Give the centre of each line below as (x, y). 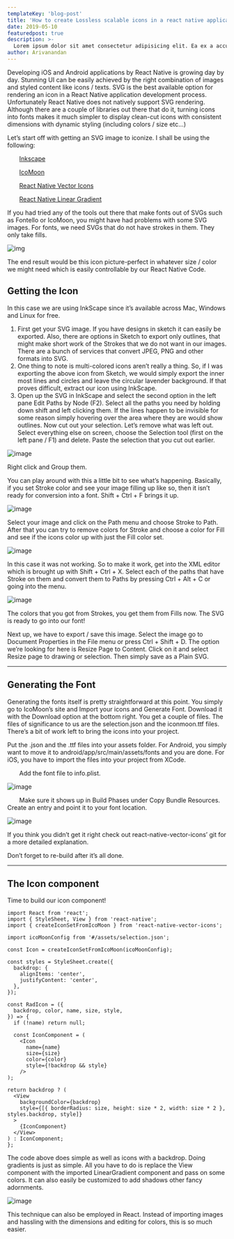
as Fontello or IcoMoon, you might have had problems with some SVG (107, 220)
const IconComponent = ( (49, 1036)
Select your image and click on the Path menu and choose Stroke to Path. (113, 522)
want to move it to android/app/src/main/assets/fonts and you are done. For (116, 752)
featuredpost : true (36, 33)
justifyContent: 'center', (59, 980)
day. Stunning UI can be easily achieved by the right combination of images (116, 79)
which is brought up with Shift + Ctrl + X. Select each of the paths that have (116, 571)
